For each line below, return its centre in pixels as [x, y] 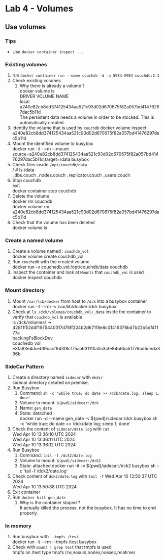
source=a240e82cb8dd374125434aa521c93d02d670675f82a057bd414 [85, 154]
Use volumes [25, 27]
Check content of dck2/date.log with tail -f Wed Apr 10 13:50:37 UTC [85, 476]
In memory [18, 526]
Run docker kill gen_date [39, 497]
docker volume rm [31, 207]
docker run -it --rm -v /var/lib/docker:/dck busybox [64, 306]
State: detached [36, 413]
